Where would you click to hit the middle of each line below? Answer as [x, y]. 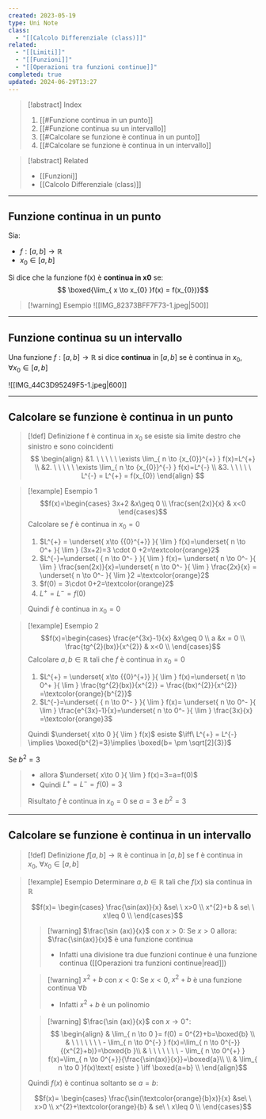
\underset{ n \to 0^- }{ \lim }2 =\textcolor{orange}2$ [124, 575]
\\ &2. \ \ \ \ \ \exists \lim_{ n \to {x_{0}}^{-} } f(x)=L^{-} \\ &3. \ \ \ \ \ [143, 468]
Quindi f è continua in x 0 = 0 [74, 609]
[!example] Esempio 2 [63, 626]
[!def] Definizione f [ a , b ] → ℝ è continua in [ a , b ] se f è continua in [135, 855]
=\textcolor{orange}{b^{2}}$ [85, 693]
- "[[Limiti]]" [40, 52]
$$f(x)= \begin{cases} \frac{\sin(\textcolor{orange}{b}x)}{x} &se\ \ [143, 1098]
